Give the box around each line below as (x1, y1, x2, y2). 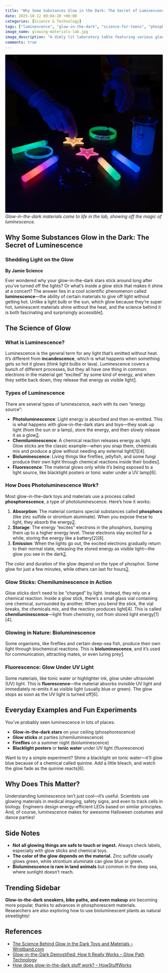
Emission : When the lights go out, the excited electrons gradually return (12, 540, 161, 546)
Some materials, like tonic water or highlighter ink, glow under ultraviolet (5, 675, 154, 681)
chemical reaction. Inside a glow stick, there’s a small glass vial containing (5, 595, 157, 601)
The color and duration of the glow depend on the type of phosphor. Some (5, 560, 159, 567)
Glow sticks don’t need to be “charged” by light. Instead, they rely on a (5, 590, 151, 596)
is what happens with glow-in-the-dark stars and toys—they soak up (12, 421, 154, 427)
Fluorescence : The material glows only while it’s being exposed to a (12, 464, 153, 470)
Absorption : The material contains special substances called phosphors (12, 508, 162, 514)
